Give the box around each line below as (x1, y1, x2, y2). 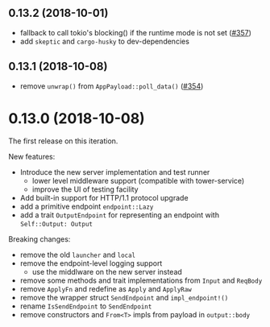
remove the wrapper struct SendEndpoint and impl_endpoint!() (19, 292, 229, 302)
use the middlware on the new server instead (31, 267, 183, 276)
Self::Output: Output (19, 220, 93, 228)
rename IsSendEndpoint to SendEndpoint (19, 301, 152, 311)
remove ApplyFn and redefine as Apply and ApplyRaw (19, 284, 192, 293)
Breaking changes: (8, 234, 71, 244)
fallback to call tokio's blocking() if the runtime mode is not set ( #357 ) (19, 27, 252, 37)
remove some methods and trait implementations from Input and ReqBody (19, 275, 263, 285)
